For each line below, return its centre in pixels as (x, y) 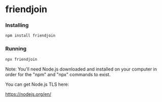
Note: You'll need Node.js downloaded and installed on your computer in (81, 69)
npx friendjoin (21, 59)
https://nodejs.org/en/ (28, 94)
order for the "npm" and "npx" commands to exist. (58, 74)
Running (16, 49)
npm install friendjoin (30, 36)
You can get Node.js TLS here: (37, 84)
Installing (17, 25)
